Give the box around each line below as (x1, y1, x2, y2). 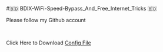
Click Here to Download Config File (6, 39, 91, 46)
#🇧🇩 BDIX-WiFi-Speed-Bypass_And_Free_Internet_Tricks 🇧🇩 (6, 5, 157, 12)
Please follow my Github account (6, 17, 87, 23)
